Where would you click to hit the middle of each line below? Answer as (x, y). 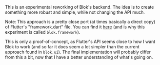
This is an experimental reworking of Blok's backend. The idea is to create (80, 7)
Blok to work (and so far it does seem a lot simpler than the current (72, 47)
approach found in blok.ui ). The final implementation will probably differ (78, 52)
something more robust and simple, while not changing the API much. (75, 12)
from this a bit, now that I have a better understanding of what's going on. (79, 57)
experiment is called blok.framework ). (43, 32)
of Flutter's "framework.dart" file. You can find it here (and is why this (75, 27)
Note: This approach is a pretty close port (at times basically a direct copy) (80, 22)
